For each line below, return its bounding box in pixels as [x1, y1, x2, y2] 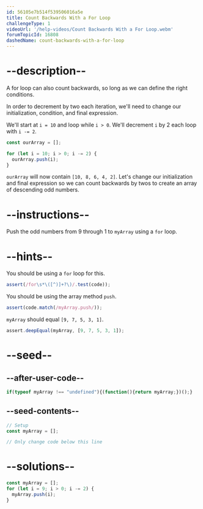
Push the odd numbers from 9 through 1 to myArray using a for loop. [6, 228, 177, 235]
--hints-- [6, 249, 53, 263]
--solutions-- [6, 460, 75, 473]
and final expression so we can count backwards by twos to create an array [6, 179, 197, 187]
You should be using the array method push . [6, 293, 117, 300]
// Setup [6, 422, 29, 429]
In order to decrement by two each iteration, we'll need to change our [6, 103, 182, 110]
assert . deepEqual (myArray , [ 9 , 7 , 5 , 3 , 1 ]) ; [6, 328, 125, 334]
